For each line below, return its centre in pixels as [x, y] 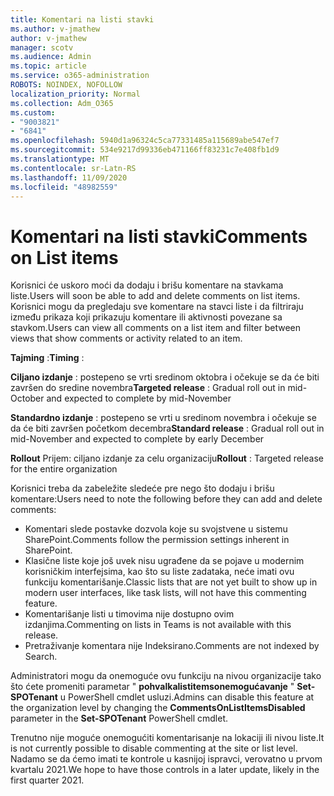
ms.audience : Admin [51, 57]
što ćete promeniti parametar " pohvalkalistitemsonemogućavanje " [152, 687]
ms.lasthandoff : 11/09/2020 [69, 177]
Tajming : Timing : [47, 358]
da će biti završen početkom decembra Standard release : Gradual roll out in [167, 428]
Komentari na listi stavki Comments [159, 236]
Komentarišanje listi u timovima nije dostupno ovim [129, 614]
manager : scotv [42, 47]
